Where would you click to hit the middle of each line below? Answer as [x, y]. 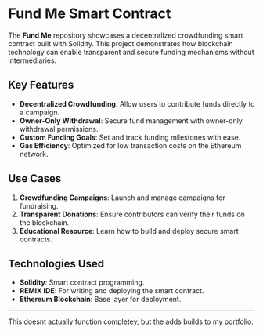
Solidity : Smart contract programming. [82, 282]
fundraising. [39, 205]
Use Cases [35, 178]
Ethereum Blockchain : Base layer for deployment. [100, 300]
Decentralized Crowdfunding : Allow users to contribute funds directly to [137, 103]
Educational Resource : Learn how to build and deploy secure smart [129, 231]
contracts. [36, 239]
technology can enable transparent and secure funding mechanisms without [131, 52]
